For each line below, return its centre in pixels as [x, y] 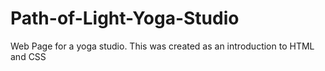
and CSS [28, 56]
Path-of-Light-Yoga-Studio [125, 18]
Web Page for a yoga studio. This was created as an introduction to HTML [162, 46]
